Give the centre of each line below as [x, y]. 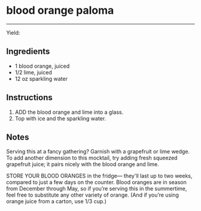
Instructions [29, 97]
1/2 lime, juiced [33, 72]
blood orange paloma [60, 10]
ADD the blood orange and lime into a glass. [69, 112]
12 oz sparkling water [41, 79]
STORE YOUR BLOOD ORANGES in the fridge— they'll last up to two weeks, [99, 176]
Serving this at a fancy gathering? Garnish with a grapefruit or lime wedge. [98, 152]
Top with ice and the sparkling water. [60, 118]
